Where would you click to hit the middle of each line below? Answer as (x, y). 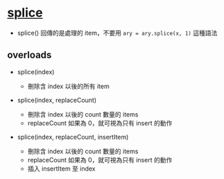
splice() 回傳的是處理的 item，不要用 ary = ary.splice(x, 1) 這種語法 (117, 33)
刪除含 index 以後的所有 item (68, 86)
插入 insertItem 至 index (61, 169)
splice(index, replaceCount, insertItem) (73, 137)
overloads (29, 55)
